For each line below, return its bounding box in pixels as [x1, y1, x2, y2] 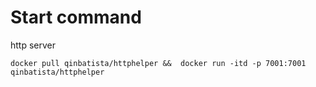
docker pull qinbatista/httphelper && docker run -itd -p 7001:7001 [10, 58, 307, 68]
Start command [10, 6, 142, 29]
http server [10, 39, 57, 51]
